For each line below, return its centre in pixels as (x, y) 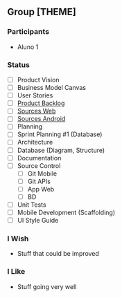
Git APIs (39, 181)
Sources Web (36, 111)
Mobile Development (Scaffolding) (66, 213)
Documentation (39, 158)
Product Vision (38, 80)
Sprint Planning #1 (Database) (60, 134)
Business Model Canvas (52, 88)
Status (18, 64)
